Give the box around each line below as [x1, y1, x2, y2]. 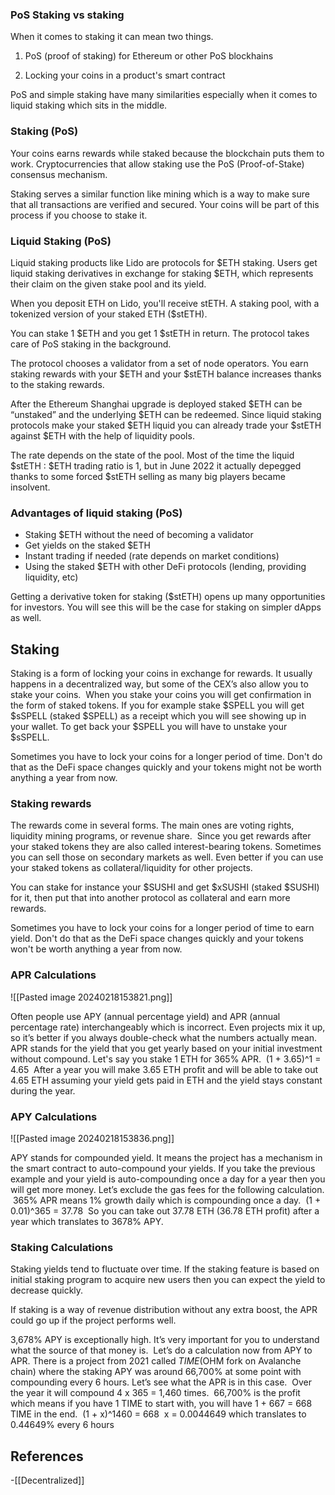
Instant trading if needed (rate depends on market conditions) [24, 550, 280, 562]
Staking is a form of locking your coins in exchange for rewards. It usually [10, 668, 313, 679]
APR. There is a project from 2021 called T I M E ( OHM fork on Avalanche [10, 1355, 302, 1367]
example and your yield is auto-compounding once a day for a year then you [10, 1173, 326, 1185]
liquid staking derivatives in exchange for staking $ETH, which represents [10, 267, 314, 279]
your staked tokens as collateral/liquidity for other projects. [10, 862, 253, 874]
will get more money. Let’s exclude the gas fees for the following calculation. [10, 1183, 325, 1195]
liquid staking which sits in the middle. [10, 99, 168, 112]
